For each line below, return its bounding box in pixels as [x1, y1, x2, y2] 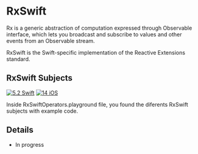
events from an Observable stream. [6, 37, 96, 44]
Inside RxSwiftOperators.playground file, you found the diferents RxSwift [6, 101, 189, 108]
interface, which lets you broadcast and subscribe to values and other [6, 30, 182, 38]
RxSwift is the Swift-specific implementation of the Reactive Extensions [6, 49, 186, 56]
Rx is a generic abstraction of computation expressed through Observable [6, 24, 193, 32]
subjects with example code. [6, 107, 79, 115]
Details [6, 125, 34, 135]
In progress [15, 141, 44, 148]
